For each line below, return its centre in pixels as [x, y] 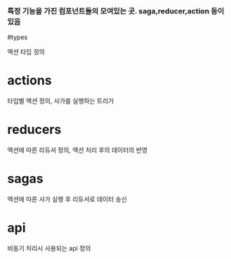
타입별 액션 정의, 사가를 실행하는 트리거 [61, 101]
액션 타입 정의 [26, 52]
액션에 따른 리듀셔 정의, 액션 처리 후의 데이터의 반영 [77, 150]
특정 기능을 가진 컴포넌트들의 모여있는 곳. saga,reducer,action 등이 [116, 11]
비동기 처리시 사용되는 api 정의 [49, 248]
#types [18, 37]
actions [29, 80]
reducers [34, 129]
